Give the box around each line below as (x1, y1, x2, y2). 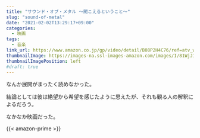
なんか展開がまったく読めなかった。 (6, 81, 95, 88)
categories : (6, 25, 36, 31)
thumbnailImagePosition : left (6, 58, 82, 64)
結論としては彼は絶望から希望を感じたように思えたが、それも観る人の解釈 (6, 93, 189, 101)
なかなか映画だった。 (6, 113, 58, 120)
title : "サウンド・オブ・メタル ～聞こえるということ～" (6, 8, 130, 15)
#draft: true (6, 63, 39, 70)
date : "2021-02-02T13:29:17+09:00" (6, 20, 95, 25)
